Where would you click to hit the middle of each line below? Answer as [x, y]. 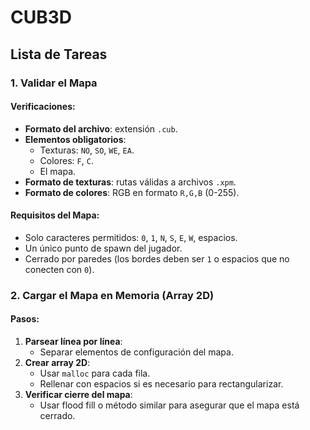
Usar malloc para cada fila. [95, 373]
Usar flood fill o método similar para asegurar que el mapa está [169, 405]
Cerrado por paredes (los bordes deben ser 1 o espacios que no [157, 258]
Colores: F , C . [66, 160]
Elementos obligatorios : [75, 139]
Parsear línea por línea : [73, 342]
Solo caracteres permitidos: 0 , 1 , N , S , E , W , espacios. [131, 237]
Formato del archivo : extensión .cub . [101, 128]
